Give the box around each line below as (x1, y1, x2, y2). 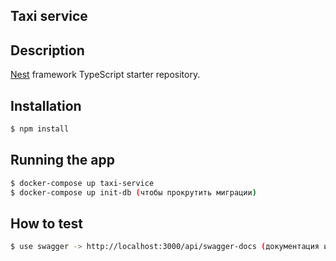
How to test (10, 215, 83, 232)
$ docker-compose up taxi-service (10, 178, 155, 188)
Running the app (10, 152, 115, 169)
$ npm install (10, 124, 70, 134)
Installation (10, 97, 82, 114)
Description (10, 42, 85, 59)
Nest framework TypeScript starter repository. (10, 69, 201, 81)
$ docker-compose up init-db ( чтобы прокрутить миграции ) (10, 187, 257, 198)
